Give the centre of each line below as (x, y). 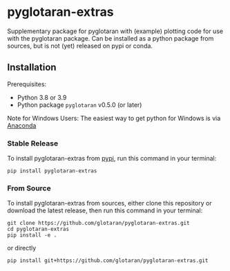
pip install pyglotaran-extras (52, 171)
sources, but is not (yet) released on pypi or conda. (80, 46)
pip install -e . (32, 235)
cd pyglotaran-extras (38, 229)
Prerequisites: (27, 84)
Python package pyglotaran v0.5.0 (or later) (79, 105)
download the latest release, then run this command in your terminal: (105, 210)
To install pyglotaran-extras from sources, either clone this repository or (109, 203)
